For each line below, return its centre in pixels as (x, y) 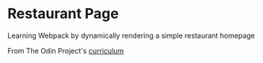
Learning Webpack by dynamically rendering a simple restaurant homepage (131, 35)
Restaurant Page (63, 14)
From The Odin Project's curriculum (66, 50)
